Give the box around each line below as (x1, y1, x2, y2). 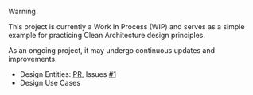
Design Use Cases (19, 78, 81, 87)
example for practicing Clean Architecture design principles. (8, 31, 205, 40)
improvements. (8, 55, 57, 63)
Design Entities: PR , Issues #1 (19, 70, 117, 78)
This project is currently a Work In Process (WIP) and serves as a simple (8, 22, 245, 31)
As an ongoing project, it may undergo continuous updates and (8, 46, 215, 55)
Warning (8, 7, 36, 16)
